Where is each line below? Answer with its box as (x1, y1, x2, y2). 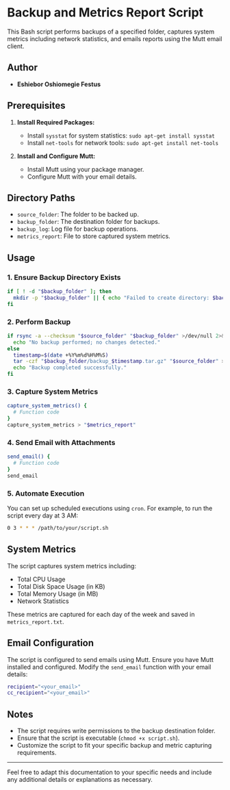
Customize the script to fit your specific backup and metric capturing (16, 741, 212, 750)
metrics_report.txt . (7, 617, 64, 626)
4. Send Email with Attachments (7, 437, 116, 447)
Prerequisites (7, 100, 66, 112)
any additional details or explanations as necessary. (7, 776, 153, 784)
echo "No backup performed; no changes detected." (13, 339, 161, 346)
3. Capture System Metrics (7, 387, 99, 396)
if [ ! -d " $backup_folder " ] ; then (7, 288, 112, 295)
